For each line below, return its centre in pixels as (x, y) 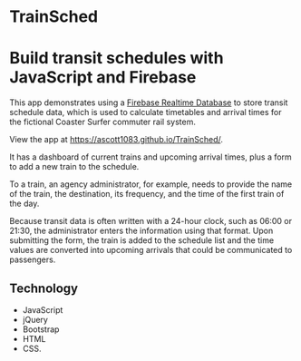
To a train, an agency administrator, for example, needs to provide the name (151, 184)
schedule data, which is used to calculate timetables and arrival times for (146, 112)
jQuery (35, 319)
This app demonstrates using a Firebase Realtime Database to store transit (149, 102)
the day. (24, 204)
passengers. (33, 259)
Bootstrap (41, 329)
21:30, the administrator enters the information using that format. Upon (141, 231)
